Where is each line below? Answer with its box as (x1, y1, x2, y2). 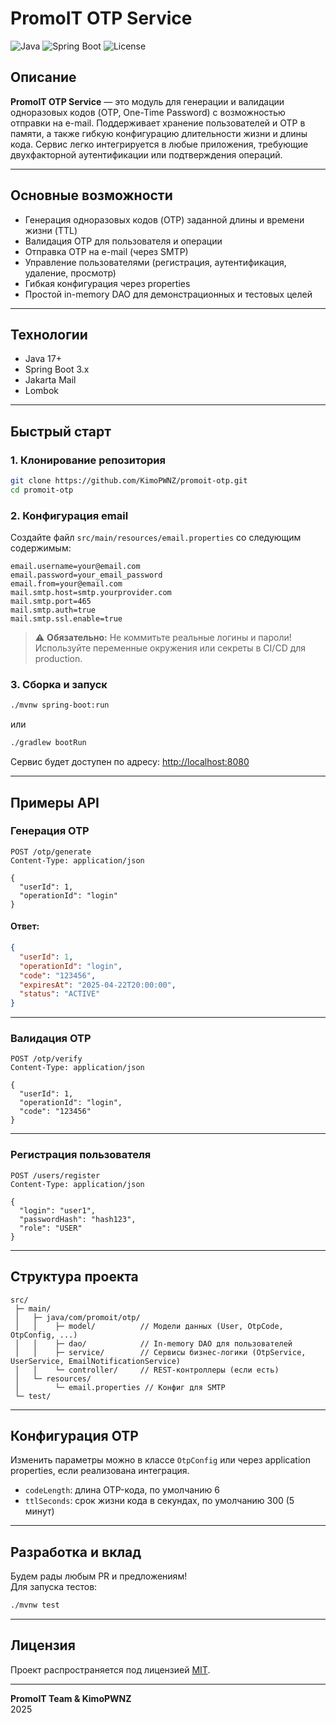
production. (34, 653, 83, 665)
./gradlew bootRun (10, 738, 87, 748)
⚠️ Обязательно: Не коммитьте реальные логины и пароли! (34, 632, 292, 644)
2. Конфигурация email (10, 508, 129, 522)
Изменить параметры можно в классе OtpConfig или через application (10, 1454, 311, 1466)
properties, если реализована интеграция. (10, 1465, 190, 1477)
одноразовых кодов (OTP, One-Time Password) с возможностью (10, 106, 286, 118)
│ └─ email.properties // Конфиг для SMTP (14, 1382, 226, 1392)
